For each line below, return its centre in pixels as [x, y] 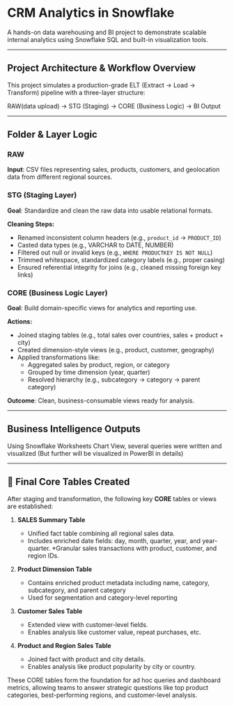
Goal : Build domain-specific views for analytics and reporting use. [102, 308]
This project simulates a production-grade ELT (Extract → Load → [101, 85]
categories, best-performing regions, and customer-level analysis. [102, 695]
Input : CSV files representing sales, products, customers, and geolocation [114, 170]
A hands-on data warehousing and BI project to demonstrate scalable [107, 32]
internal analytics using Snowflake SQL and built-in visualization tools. [108, 39]
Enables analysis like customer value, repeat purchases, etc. [114, 632]
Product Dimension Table [55, 569]
